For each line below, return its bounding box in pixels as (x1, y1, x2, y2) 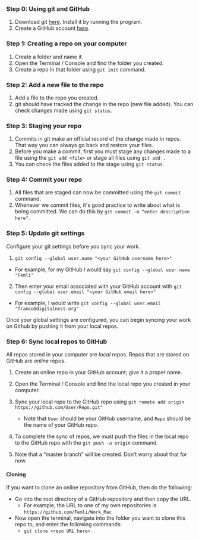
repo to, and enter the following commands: (14, 521, 122, 528)
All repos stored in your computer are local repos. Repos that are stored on (6, 351, 189, 358)
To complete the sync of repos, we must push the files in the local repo (14, 433, 189, 440)
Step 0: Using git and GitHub (6, 5, 90, 13)
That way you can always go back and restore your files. (14, 142, 153, 149)
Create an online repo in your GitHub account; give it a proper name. (14, 369, 182, 376)
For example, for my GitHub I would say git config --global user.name (14, 266, 190, 273)
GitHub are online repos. (6, 357, 66, 365)
